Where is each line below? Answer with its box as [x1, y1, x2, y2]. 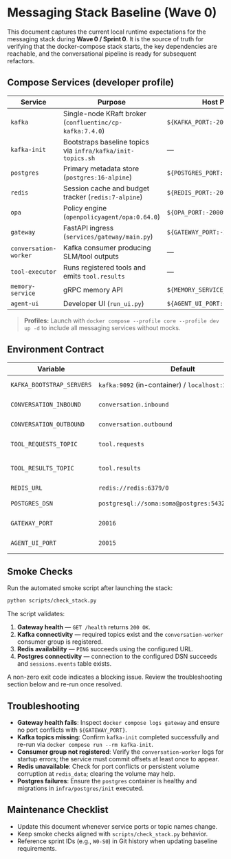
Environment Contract [7, 344, 104, 356]
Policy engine [63, 203, 107, 213]
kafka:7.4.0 [63, 127, 102, 135]
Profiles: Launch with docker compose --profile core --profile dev [23, 316, 219, 325]
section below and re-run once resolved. [7, 680, 122, 688]
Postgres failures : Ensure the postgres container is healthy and [16, 777, 197, 785]
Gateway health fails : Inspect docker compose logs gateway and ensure [16, 719, 220, 727]
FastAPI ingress [63, 223, 114, 232]
